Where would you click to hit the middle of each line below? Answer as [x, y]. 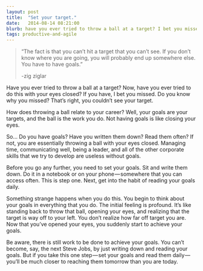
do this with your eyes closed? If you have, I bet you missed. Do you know [98, 94]
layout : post [23, 12]
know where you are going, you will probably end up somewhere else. [108, 58]
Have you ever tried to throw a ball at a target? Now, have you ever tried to [99, 88]
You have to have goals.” [52, 65]
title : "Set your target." [42, 18]
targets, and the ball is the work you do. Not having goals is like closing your [101, 119]
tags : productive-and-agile [42, 34]
